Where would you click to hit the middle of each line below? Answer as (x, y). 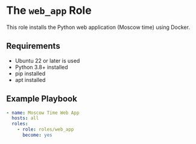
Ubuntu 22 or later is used (47, 60)
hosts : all (25, 118)
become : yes (37, 135)
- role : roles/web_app (46, 130)
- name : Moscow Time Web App (43, 113)
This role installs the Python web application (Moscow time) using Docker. (98, 27)
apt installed (30, 80)
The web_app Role (49, 11)
